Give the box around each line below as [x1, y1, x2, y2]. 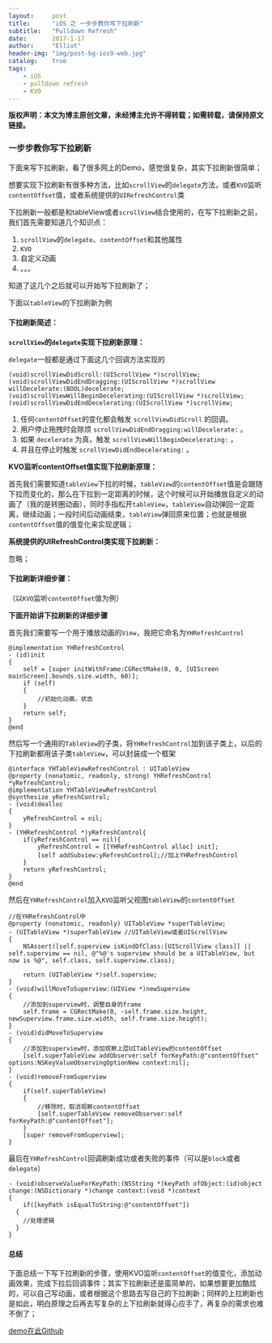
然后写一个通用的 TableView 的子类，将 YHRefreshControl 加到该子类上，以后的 [8, 738, 262, 749]
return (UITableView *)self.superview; [23, 971, 158, 980]
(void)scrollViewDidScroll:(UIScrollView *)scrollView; [8, 370, 201, 379]
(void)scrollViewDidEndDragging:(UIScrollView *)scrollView [8, 377, 216, 385]
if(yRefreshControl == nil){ [23, 835, 121, 844]
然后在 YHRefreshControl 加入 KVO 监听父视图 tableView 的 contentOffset [8, 895, 236, 905]
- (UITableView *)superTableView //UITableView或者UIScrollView [8, 929, 227, 937]
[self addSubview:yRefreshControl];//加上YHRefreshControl [37, 852, 239, 860]
